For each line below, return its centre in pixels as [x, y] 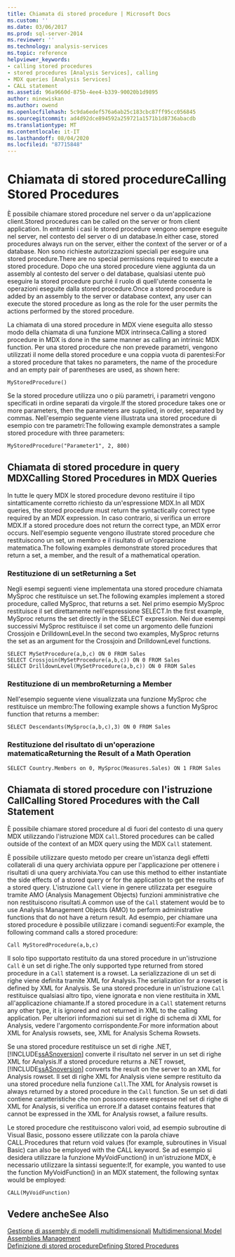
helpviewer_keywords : [39, 60]
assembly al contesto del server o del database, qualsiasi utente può [106, 274]
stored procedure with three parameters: [66, 433]
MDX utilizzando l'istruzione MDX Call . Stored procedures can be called [111, 836]
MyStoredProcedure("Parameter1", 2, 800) [69, 446]
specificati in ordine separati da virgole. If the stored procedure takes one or [116, 403]
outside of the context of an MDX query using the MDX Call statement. [110, 844]
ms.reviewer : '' [31, 40]
